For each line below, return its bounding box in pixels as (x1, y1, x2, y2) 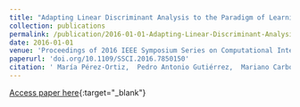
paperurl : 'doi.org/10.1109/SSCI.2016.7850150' (9, 54, 190, 63)
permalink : (9, 29, 50, 38)
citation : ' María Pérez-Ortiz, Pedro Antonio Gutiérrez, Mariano (9, 63, 270, 72)
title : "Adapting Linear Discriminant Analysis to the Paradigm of (9, 12, 266, 22)
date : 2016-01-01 (9, 37, 74, 47)
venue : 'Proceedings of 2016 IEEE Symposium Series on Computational (9, 46, 274, 55)
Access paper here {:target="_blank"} (9, 86, 146, 98)
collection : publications (9, 21, 105, 30)
